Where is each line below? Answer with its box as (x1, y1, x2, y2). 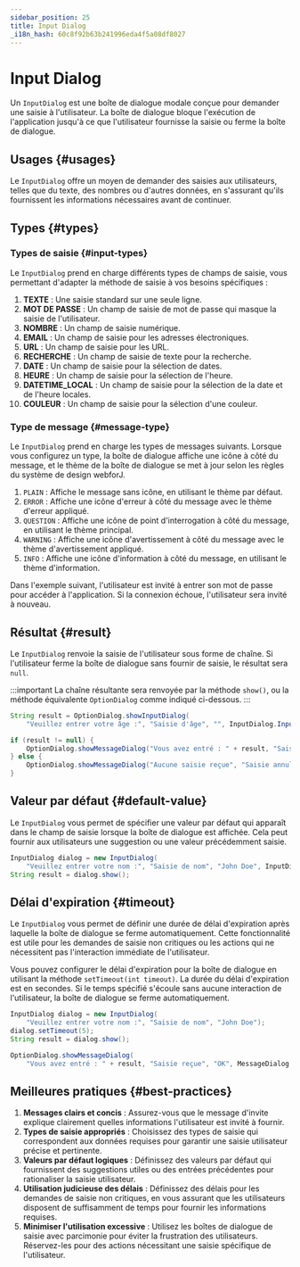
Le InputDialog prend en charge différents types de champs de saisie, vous (10, 267, 288, 277)
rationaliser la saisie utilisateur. (22, 1174, 136, 1185)
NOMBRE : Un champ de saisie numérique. (22, 322, 181, 333)
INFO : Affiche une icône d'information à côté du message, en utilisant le (22, 553, 288, 564)
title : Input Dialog (10, 21, 87, 30)
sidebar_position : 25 (10, 12, 91, 22)
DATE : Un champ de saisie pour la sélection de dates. (22, 360, 223, 371)
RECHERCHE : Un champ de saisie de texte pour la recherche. (22, 351, 252, 361)
